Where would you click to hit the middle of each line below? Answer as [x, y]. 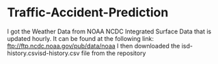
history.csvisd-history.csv [43, 53]
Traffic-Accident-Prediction [88, 13]
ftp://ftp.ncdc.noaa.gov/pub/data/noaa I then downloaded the [94, 46]
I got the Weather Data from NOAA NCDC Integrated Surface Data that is [109, 31]
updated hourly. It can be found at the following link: [80, 38]
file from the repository [113, 53]
